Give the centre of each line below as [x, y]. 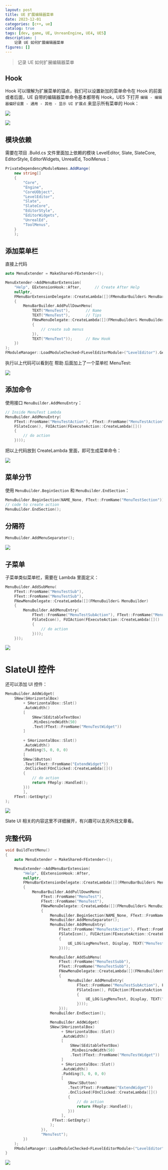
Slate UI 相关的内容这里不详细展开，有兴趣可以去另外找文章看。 [71, 821]
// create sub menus [62, 329]
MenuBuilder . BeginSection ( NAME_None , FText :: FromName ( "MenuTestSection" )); [86, 500]
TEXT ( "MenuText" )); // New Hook [71, 339]
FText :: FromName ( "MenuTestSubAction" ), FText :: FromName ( [92, 615]
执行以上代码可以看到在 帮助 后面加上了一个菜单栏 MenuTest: [68, 363]
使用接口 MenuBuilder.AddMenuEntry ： [44, 403]
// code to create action [32, 505]
